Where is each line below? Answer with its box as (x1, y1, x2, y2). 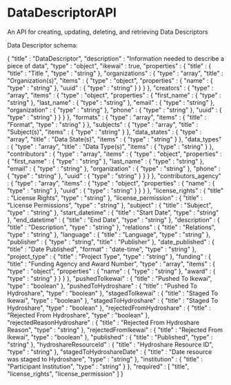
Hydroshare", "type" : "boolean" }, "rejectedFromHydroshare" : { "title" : (7, 304, 212, 312)
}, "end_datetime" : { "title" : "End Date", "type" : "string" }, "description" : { (7, 215, 221, 224)
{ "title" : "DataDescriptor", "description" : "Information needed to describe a (7, 54, 225, 63)
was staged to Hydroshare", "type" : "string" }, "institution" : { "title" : (7, 355, 203, 363)
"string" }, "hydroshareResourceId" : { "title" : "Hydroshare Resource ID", (7, 340, 214, 348)
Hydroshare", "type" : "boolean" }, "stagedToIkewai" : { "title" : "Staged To (7, 288, 219, 297)
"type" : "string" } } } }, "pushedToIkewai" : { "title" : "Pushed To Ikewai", (7, 274, 212, 282)
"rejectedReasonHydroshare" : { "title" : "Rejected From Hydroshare (7, 318, 200, 326)
